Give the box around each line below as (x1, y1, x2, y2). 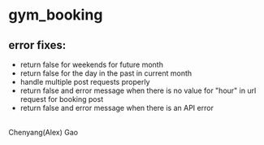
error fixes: (8, 38, 67, 52)
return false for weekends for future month (19, 59, 164, 69)
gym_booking (8, 6, 103, 24)
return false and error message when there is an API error (19, 103, 214, 112)
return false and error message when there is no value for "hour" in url (19, 86, 257, 95)
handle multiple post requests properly (19, 77, 150, 86)
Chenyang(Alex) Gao (8, 128, 79, 137)
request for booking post (19, 94, 104, 103)
